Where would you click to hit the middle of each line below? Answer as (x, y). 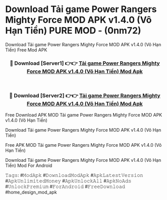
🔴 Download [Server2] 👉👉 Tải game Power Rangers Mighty (85, 95)
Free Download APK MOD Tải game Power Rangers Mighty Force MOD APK (84, 115)
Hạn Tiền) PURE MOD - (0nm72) (73, 31)
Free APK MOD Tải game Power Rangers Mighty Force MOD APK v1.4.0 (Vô (83, 145)
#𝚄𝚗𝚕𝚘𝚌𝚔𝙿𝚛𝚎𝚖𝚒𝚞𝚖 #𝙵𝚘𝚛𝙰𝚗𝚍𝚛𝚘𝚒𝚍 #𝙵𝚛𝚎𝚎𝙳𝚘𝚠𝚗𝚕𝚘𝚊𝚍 (65, 186)
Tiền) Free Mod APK (26, 50)
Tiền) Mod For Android (29, 165)
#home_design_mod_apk (31, 192)
